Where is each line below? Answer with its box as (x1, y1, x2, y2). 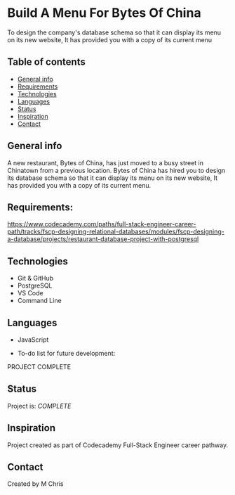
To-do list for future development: (17, 349, 116, 357)
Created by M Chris (7, 480, 64, 488)
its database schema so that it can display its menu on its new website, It (7, 174, 218, 182)
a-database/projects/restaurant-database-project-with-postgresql (7, 235, 199, 243)
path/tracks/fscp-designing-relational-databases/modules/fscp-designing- (7, 227, 224, 236)
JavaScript (17, 335, 49, 344)
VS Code (17, 289, 43, 297)
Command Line (17, 297, 62, 305)
